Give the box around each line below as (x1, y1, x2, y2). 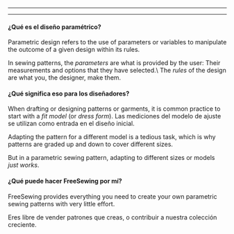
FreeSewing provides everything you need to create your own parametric (8, 192, 217, 201)
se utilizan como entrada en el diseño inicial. (8, 119, 135, 128)
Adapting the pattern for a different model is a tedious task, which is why (8, 133, 216, 141)
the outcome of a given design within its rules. (8, 46, 140, 54)
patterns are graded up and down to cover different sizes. (8, 140, 173, 149)
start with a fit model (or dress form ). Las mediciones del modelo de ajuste (8, 112, 222, 120)
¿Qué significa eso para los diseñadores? (8, 89, 130, 98)
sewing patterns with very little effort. (8, 199, 115, 208)
